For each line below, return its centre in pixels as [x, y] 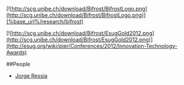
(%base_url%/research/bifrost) [45, 21]
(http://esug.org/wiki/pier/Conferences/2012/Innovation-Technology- [92, 46]
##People [18, 64]
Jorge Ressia [31, 76]
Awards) [17, 52]
